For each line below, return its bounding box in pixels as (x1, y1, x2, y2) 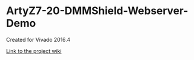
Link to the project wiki (6, 47, 62, 54)
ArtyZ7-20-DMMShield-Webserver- (6, 4, 189, 18)
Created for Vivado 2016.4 (6, 36, 71, 43)
